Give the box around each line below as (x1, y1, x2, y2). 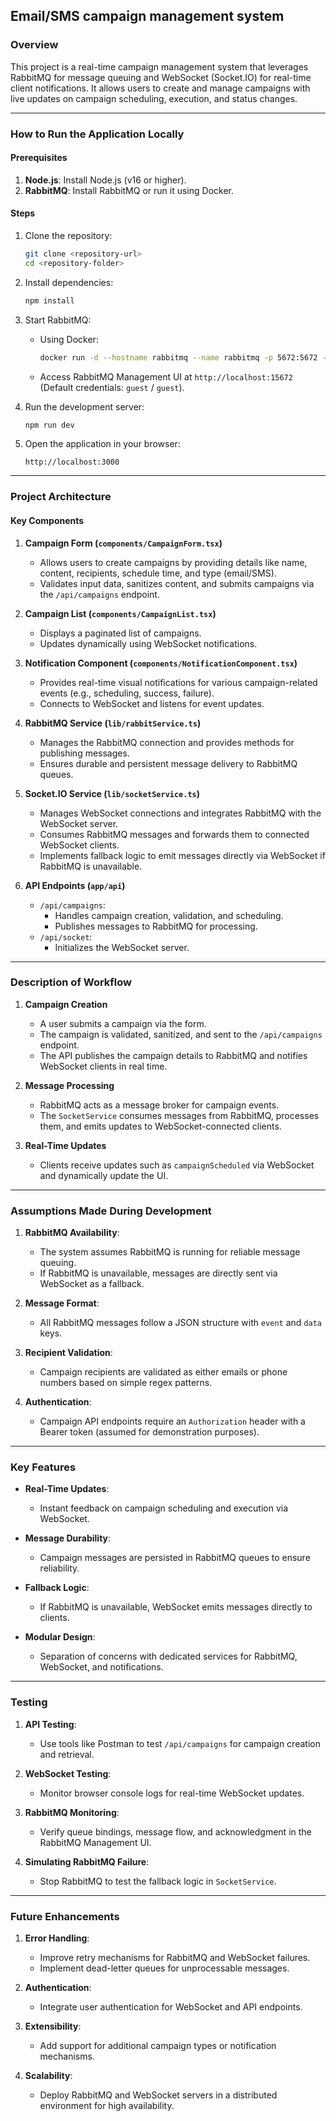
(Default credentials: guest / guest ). (39, 381, 185, 393)
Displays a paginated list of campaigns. (39, 627, 202, 639)
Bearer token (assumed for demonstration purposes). (39, 1426, 260, 1438)
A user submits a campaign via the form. (39, 1017, 207, 1029)
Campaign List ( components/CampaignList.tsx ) (24, 607, 217, 619)
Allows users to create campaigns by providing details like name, (39, 556, 308, 568)
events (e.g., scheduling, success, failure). (39, 687, 215, 699)
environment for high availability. (39, 2100, 175, 2111)
